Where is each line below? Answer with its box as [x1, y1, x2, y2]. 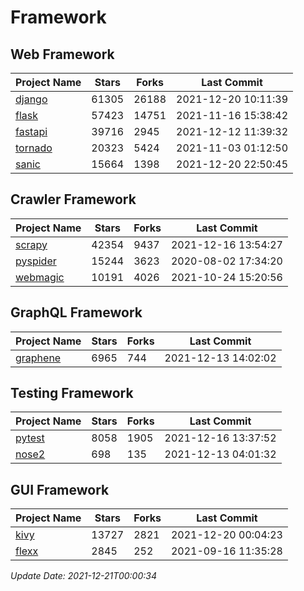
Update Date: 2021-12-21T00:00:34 [10, 570, 157, 582]
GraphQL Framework [10, 304, 143, 321]
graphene [15, 351, 62, 365]
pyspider [15, 254, 57, 268]
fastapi [15, 125, 48, 138]
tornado [15, 141, 53, 155]
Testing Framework [10, 385, 134, 402]
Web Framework [10, 46, 115, 63]
